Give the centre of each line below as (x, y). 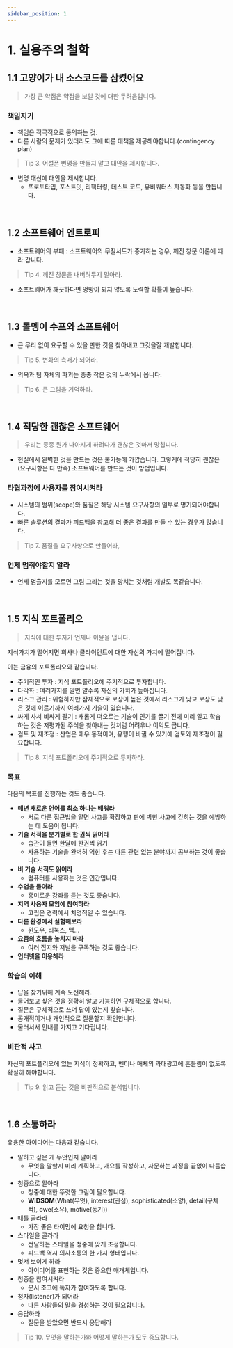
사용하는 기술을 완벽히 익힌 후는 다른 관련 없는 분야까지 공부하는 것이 (120, 852)
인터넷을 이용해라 (41, 956)
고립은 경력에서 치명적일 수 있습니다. (77, 913)
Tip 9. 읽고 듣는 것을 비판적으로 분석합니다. (82, 1087)
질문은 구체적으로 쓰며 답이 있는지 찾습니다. (76, 1010)
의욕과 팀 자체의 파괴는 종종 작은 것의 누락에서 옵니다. (89, 374)
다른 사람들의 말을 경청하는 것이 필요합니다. (86, 1305)
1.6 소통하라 (32, 1125)
